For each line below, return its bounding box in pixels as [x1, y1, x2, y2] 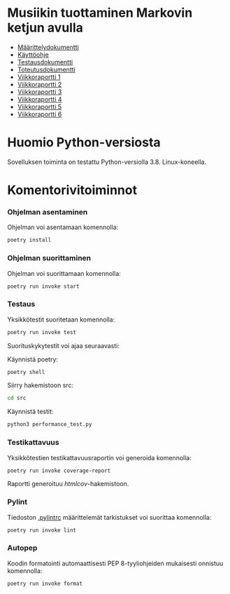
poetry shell [7, 368, 45, 375]
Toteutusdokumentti [17, 65, 76, 74]
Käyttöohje [17, 50, 49, 59]
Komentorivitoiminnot [7, 182, 138, 198]
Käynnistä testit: [7, 408, 54, 416]
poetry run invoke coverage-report [7, 467, 111, 474]
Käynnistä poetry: [7, 355, 58, 364]
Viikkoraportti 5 [17, 102, 62, 111]
